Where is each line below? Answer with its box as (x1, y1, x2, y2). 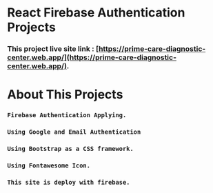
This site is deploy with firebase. (7, 178, 130, 186)
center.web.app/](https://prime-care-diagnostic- (7, 53, 177, 63)
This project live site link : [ (7, 44, 99, 54)
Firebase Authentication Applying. (7, 112, 127, 119)
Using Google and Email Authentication (7, 128, 141, 136)
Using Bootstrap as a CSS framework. (7, 145, 134, 153)
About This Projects (7, 87, 123, 103)
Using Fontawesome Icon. (7, 161, 91, 170)
